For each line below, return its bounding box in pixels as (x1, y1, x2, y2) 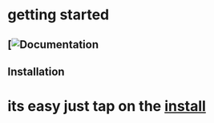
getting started (7, 6, 110, 24)
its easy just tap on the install (7, 97, 206, 116)
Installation (7, 64, 65, 78)
